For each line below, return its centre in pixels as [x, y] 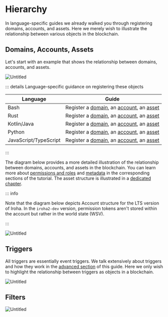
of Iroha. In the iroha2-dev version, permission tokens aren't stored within [81, 208]
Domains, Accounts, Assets [49, 49]
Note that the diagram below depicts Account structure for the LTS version [82, 203]
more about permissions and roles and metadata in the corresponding [77, 173]
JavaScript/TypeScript [34, 140]
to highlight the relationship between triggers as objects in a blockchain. [80, 272]
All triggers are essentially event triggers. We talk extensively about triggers [83, 261]
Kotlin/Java [21, 124]
